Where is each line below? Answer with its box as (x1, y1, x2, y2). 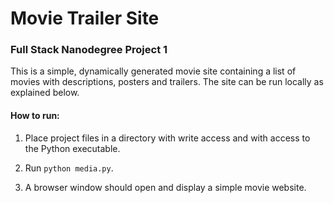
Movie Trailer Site (10, 7, 160, 30)
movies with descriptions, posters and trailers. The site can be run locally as (10, 76, 324, 88)
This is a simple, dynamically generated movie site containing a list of (10, 65, 297, 77)
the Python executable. (24, 142, 121, 154)
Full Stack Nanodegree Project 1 (10, 43, 168, 57)
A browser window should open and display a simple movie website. (24, 181, 307, 193)
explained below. (10, 87, 80, 99)
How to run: (10, 110, 60, 122)
